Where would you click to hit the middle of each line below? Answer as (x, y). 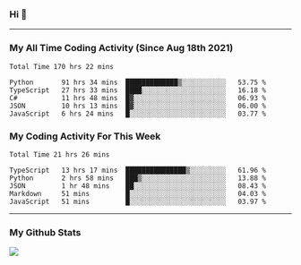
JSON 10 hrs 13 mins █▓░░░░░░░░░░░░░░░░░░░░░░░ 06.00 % (138, 106)
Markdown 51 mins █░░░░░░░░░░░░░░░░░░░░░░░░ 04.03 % (138, 193)
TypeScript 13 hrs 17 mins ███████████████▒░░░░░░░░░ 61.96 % (138, 170)
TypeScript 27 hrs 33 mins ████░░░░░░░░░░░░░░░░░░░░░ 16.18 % (138, 90)
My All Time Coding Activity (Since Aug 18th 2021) (121, 48)
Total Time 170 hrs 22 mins (62, 66)
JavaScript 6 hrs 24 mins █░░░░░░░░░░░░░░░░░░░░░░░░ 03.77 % (138, 114)
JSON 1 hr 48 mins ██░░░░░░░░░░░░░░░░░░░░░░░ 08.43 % (138, 186)
